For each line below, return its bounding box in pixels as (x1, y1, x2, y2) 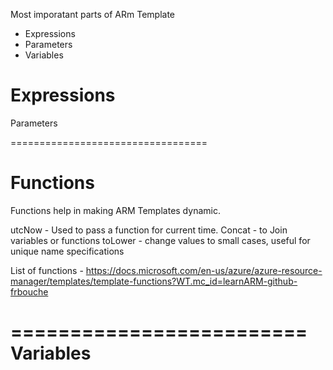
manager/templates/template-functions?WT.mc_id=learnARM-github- (10, 275, 298, 287)
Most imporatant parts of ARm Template (10, 9, 176, 20)
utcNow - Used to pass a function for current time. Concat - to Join (10, 224, 288, 236)
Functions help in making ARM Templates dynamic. (10, 204, 221, 216)
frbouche (10, 285, 49, 298)
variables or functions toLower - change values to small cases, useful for (10, 234, 311, 246)
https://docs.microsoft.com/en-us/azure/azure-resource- (85, 264, 323, 276)
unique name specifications (10, 245, 125, 257)
